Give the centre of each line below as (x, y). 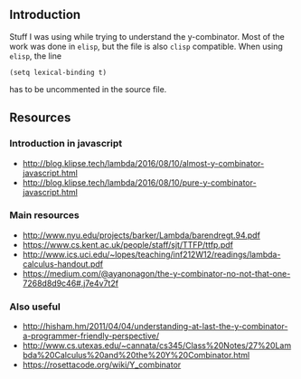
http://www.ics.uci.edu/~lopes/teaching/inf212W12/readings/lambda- (151, 254)
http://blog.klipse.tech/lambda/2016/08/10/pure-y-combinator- (139, 182)
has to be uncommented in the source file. (88, 89)
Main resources (44, 215)
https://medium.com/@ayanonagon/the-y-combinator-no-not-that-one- (156, 273)
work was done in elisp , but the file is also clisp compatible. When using (146, 46)
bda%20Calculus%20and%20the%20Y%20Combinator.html (136, 355)
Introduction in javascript (66, 144)
